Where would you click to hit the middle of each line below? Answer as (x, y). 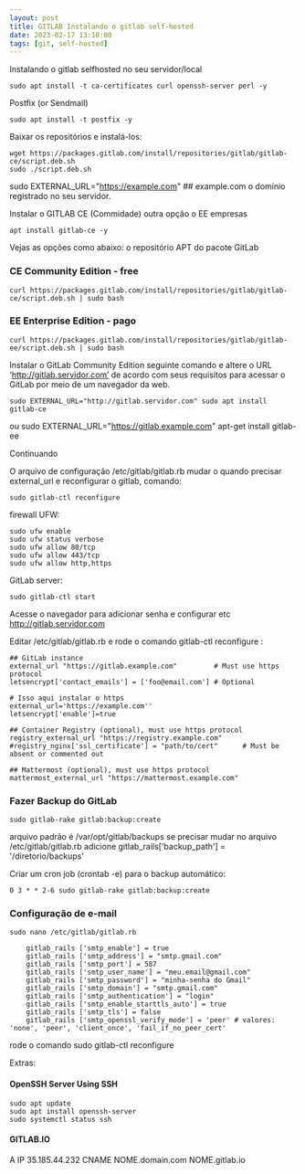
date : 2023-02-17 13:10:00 (61, 35)
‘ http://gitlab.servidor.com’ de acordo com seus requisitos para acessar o (147, 375)
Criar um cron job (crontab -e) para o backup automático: (118, 874)
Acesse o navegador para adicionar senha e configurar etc (120, 614)
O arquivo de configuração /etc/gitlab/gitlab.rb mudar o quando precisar (146, 471)
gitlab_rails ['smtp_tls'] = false (94, 1012)
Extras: (23, 1063)
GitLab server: (36, 580)
